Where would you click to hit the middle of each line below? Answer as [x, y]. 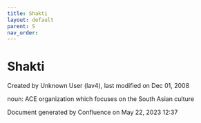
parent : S [21, 26]
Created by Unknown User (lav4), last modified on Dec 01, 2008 [98, 86]
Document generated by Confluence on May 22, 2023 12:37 [93, 112]
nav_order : [23, 33]
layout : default [30, 20]
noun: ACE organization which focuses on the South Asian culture [101, 99]
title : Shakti [28, 13]
